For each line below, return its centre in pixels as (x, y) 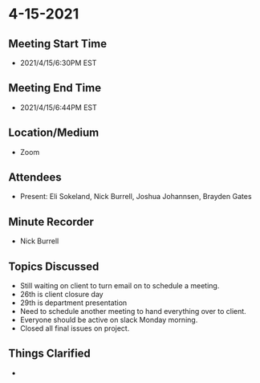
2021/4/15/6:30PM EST (58, 63)
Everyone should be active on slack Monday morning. (109, 320)
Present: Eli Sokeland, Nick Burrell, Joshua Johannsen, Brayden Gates (136, 197)
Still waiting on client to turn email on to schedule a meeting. (120, 286)
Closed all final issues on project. (75, 328)
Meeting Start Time (58, 44)
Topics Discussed (54, 266)
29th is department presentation (73, 303)
